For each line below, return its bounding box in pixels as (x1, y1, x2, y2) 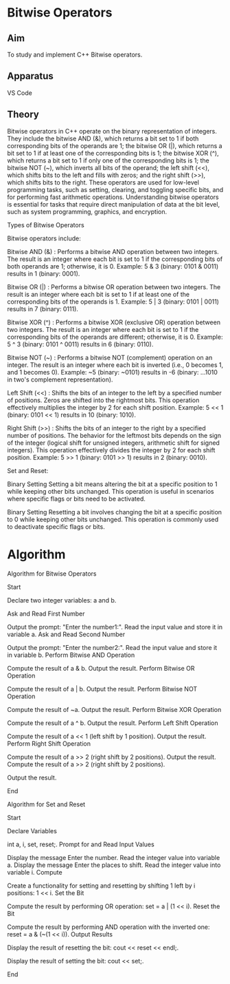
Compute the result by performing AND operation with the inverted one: (7, 923, 211, 931)
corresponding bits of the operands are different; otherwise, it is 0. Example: (7, 333, 223, 341)
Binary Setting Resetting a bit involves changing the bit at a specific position (7, 507, 222, 516)
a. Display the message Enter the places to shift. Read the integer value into (7, 861, 221, 869)
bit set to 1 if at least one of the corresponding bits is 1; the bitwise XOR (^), (7, 149, 219, 157)
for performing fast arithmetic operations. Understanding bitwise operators (7, 193, 220, 201)
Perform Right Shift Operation (7, 739, 91, 748)
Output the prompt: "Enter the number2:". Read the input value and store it (7, 643, 218, 651)
